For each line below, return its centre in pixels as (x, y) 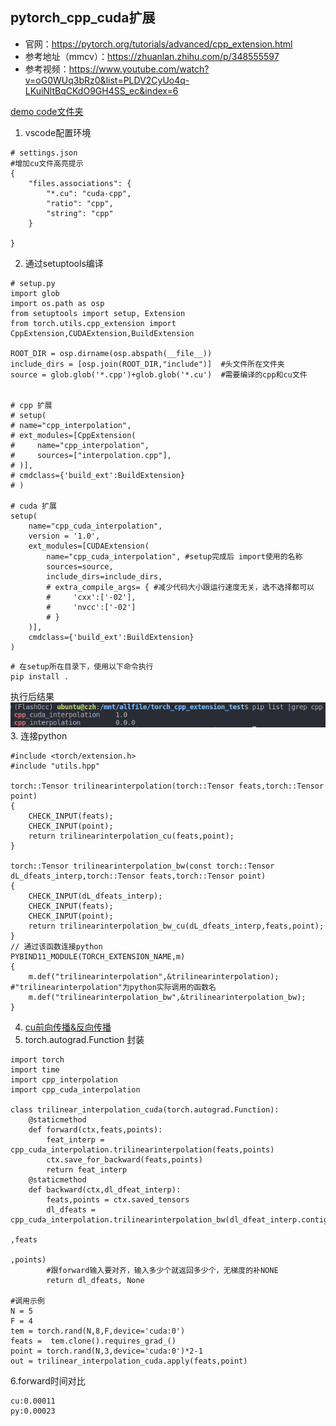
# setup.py (33, 283)
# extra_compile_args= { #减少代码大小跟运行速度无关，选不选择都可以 (180, 587)
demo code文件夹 (47, 111)
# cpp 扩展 (31, 405)
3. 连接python (39, 735)
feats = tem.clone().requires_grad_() (93, 1341)
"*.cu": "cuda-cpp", (89, 193)
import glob (35, 293)
